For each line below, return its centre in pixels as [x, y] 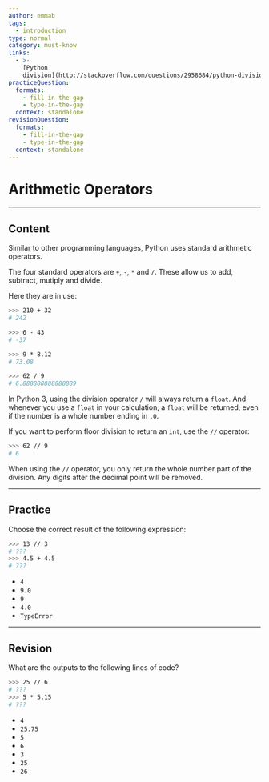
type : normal [30, 38]
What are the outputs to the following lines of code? [94, 668]
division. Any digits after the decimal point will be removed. [106, 477]
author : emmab [32, 16]
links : [19, 53]
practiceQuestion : [39, 82]
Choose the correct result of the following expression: [97, 529]
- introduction [41, 30]
